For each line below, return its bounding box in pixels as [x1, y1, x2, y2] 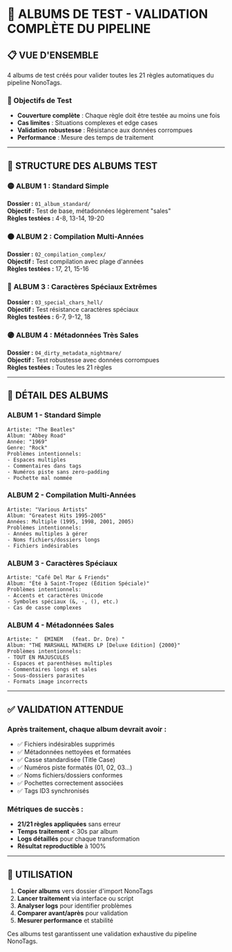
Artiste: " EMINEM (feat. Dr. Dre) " [7, 636, 126, 643]
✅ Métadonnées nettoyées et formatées [17, 748, 131, 756]
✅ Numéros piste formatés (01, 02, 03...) [17, 763, 133, 772]
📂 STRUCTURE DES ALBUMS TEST [7, 160, 158, 171]
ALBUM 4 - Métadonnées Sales [7, 620, 115, 630]
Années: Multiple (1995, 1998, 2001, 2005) [7, 518, 135, 525]
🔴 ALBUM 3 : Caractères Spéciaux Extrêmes [7, 282, 157, 292]
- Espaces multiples [7, 456, 67, 463]
